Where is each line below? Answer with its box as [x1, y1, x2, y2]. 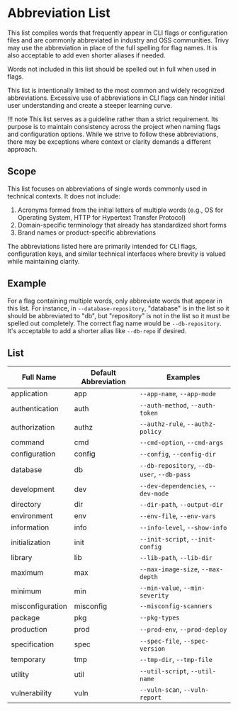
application [11, 388, 48, 398]
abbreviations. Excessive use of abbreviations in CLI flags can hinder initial [7, 94, 225, 102]
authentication [11, 404, 59, 414]
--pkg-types [139, 614, 180, 622]
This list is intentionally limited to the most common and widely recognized [7, 86, 225, 94]
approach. [7, 145, 38, 153]
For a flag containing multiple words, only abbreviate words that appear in [7, 296, 223, 305]
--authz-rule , [139, 419, 186, 429]
